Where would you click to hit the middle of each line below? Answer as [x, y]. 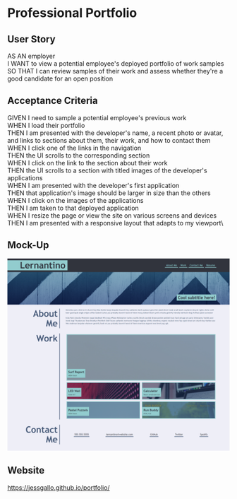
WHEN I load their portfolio [46, 125]
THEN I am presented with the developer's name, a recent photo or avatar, [115, 133]
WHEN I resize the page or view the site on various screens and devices [112, 215]
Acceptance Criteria [53, 101]
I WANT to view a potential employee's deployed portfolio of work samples [116, 64]
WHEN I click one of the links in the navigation [74, 148]
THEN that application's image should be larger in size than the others [109, 193]
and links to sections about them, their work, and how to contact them [109, 140]
